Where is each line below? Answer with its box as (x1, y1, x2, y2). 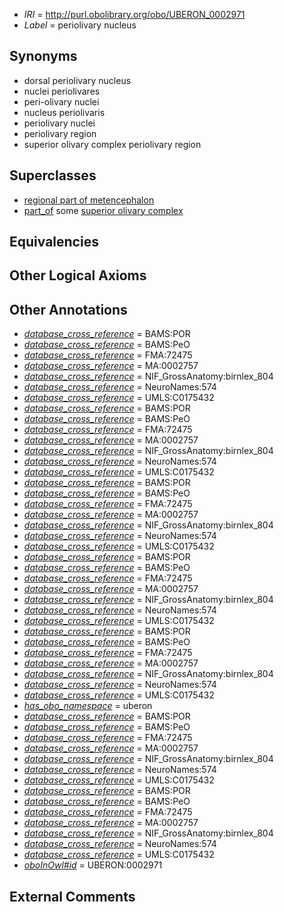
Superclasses (9, 167, 97, 184)
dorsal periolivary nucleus (23, 74, 132, 86)
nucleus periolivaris (23, 106, 106, 118)
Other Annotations (9, 301, 128, 318)
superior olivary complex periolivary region (23, 138, 202, 150)
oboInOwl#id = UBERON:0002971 (23, 859, 163, 871)
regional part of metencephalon (23, 194, 155, 206)
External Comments (9, 888, 136, 905)
